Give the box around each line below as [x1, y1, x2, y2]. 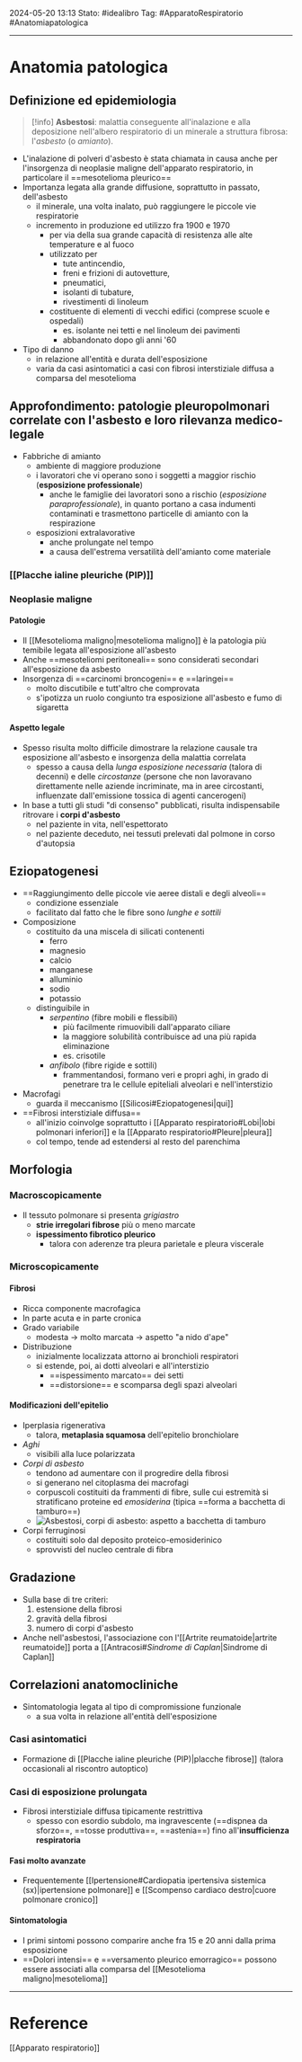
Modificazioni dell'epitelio [9, 1400, 110, 1410]
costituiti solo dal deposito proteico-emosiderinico [35, 1534, 223, 1545]
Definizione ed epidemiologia [9, 93, 177, 108]
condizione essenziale [35, 897, 120, 908]
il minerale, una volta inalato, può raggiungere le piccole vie [35, 201, 257, 211]
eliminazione [62, 1040, 110, 1051]
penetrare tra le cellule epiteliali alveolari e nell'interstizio [62, 1079, 273, 1089]
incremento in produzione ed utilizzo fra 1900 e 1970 [35, 220, 231, 230]
